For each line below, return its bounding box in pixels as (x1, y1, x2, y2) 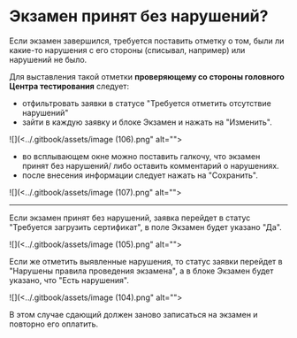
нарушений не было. (9, 54, 88, 65)
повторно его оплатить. (9, 319, 99, 329)
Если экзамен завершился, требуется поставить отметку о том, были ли (9, 35, 285, 46)
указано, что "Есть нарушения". (9, 274, 130, 285)
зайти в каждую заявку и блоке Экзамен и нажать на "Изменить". (21, 117, 272, 127)
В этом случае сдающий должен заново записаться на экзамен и (9, 309, 258, 319)
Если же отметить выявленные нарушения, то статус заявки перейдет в (9, 256, 283, 266)
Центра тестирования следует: (9, 81, 130, 91)
